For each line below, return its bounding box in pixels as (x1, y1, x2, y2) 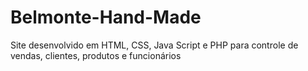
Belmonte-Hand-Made (10, 6, 202, 29)
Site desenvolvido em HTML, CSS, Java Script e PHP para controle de (10, 39, 299, 51)
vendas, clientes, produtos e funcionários (10, 49, 182, 61)
